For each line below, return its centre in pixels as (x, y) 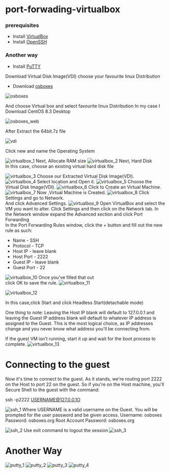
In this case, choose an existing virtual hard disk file (60, 166)
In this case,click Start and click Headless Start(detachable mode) (74, 302)
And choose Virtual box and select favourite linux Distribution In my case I (83, 106)
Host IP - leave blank (35, 251)
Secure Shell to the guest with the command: (52, 390)
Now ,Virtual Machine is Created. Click (93, 192)
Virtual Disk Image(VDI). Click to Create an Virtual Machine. (83, 187)
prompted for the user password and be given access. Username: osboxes (84, 415)
